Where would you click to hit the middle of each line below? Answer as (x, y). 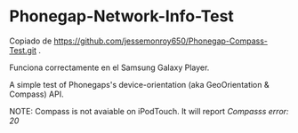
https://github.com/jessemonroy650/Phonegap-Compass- (161, 41)
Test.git (23, 50)
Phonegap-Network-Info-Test (121, 16)
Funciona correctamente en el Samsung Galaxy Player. (109, 67)
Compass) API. (36, 94)
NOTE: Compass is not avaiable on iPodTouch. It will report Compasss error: (149, 111)
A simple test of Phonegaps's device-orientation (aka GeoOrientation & (139, 84)
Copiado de (31, 41)
